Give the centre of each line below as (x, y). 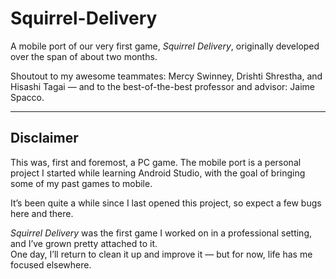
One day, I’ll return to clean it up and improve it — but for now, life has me (161, 254)
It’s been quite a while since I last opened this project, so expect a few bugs (166, 203)
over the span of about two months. (84, 56)
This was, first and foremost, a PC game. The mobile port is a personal (156, 162)
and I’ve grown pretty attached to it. (84, 243)
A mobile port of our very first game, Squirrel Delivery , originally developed (165, 46)
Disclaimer (44, 138)
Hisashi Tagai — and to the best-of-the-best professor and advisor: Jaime (163, 86)
